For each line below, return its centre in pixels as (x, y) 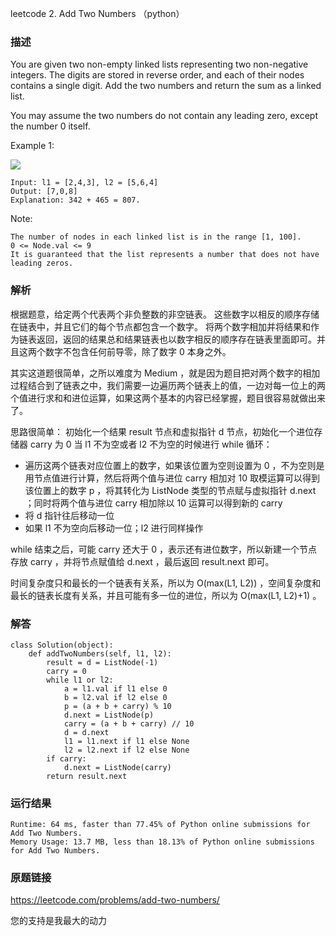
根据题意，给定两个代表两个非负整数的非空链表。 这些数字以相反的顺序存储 (165, 314)
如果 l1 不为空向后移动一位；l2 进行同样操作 (114, 528)
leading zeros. (42, 263)
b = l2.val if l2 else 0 (115, 697)
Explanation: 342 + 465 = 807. (75, 200)
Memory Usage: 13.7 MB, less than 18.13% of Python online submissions (162, 842)
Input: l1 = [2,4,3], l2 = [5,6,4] (84, 183)
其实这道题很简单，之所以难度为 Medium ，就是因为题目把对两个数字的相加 (165, 373)
